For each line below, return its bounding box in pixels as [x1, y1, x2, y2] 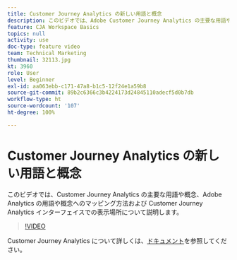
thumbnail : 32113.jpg [7, 57, 71, 64]
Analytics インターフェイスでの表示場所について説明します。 [7, 208, 183, 216]
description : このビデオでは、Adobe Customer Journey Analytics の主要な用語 [7, 17, 226, 24]
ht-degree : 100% [7, 109, 55, 116]
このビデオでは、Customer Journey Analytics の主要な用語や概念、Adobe [7, 190, 222, 199]
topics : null [7, 30, 46, 37]
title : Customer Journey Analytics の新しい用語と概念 [7, 10, 162, 18]
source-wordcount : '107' [7, 102, 80, 110]
